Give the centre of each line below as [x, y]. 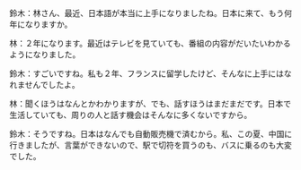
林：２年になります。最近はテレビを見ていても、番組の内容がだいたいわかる [150, 43]
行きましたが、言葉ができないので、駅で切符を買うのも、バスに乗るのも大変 [150, 145]
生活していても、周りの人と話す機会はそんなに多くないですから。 [131, 115]
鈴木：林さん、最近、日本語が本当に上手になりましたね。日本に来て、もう [147, 13]
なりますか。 [49, 24]
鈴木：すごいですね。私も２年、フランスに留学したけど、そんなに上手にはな [150, 73]
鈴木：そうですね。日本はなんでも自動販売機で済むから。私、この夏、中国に [151, 134]
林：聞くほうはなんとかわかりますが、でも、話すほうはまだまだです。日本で [150, 104]
